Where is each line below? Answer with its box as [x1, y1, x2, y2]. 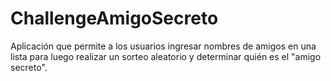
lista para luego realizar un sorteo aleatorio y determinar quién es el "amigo [10, 50, 322, 62]
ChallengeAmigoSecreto [10, 7, 219, 30]
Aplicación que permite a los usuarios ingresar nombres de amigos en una [10, 40, 317, 52]
